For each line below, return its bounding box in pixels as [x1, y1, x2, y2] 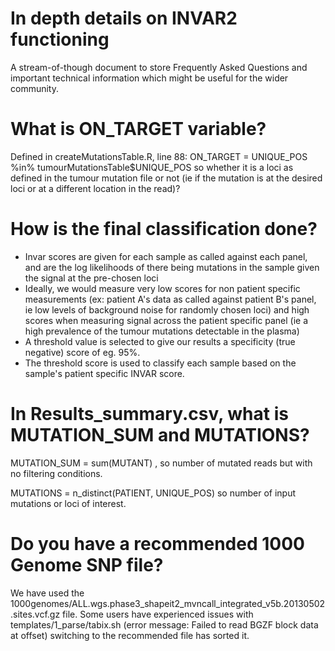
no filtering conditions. [10, 467, 103, 479]
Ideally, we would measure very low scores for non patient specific [24, 282, 301, 294]
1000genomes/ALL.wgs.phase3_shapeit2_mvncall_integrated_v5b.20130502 [10, 597, 326, 609]
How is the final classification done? [10, 218, 318, 241]
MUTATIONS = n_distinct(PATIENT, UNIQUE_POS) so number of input [10, 487, 297, 499]
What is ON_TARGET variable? [10, 118, 267, 141]
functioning [10, 28, 110, 51]
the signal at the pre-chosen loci [24, 272, 159, 284]
